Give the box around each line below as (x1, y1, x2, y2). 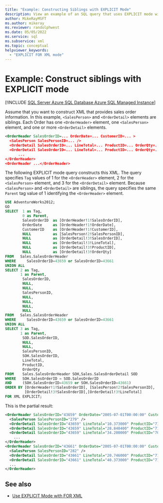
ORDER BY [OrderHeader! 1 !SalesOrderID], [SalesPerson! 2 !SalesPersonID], (5, 385, 155, 390)
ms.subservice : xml (5, 39, 45, 44)
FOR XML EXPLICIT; (5, 394, 42, 399)
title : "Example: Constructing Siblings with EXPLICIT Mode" (5, 7, 131, 12)
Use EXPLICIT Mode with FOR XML (12, 493, 82, 499)
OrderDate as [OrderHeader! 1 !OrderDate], (22, 222, 116, 227)
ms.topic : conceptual (5, 43, 49, 48)
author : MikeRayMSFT (5, 16, 47, 21)
